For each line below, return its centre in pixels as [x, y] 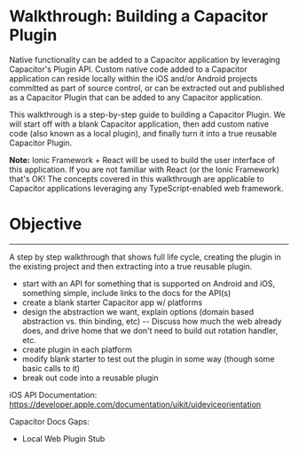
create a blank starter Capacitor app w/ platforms [112, 302]
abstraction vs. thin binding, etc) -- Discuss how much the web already [152, 321]
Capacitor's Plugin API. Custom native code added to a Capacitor [129, 69]
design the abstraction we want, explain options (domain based [138, 311]
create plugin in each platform [77, 349]
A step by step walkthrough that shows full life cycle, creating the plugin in [145, 257]
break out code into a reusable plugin [90, 378]
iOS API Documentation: [53, 394]
